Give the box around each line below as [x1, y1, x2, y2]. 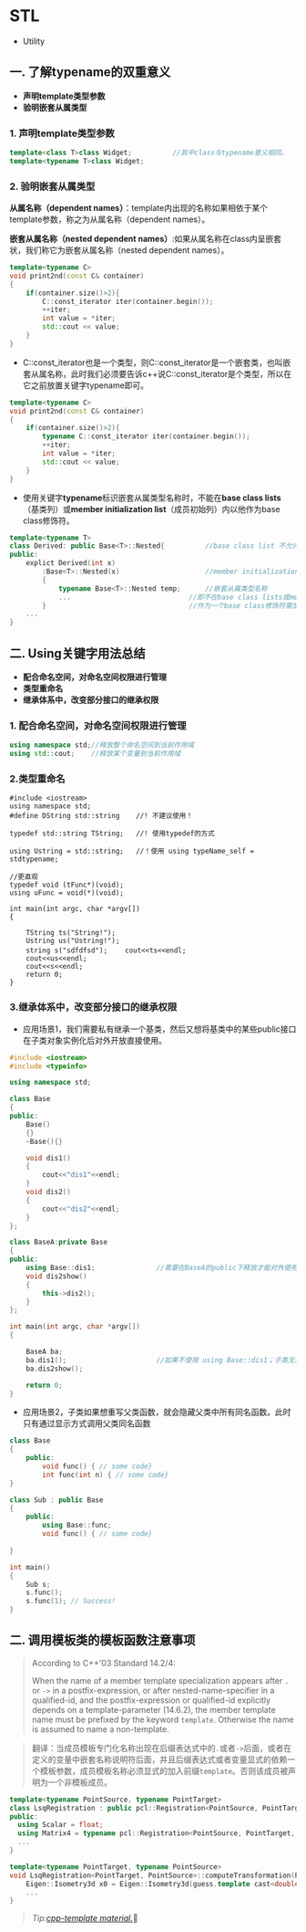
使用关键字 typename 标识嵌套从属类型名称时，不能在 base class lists [22, 492, 281, 503]
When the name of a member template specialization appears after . [31, 1675, 290, 1685]
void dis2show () [25, 1271, 88, 1281]
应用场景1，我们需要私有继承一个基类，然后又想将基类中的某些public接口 [22, 1024, 297, 1034]
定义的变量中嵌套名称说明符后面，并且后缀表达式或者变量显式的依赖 [31, 1754, 288, 1765]
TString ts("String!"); [25, 929, 117, 938]
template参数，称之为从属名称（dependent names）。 [9, 214, 210, 225]
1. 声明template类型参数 [9, 127, 116, 140]
